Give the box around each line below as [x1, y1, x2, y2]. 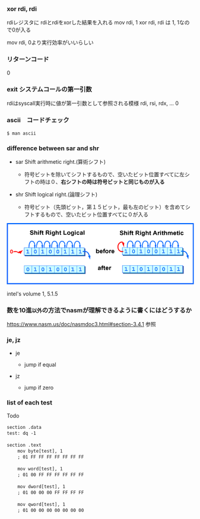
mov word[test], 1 [17, 466, 63, 472]
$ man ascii [7, 130, 36, 136]
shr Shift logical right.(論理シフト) [15, 191, 98, 198]
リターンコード [7, 55, 49, 63]
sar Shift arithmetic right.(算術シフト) [15, 158, 106, 165]
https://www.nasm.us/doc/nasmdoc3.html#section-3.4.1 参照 [7, 321, 156, 328]
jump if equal [24, 361, 56, 368]
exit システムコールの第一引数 [7, 85, 93, 93]
